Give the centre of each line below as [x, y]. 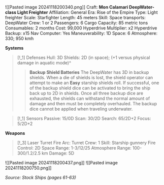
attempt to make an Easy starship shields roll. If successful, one [94, 83]
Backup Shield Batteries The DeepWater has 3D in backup [89, 72]
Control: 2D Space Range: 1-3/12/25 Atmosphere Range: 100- [79, 148]
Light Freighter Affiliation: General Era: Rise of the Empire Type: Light [87, 12]
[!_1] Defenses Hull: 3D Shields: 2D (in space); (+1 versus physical [83, 58]
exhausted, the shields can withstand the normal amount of [90, 98]
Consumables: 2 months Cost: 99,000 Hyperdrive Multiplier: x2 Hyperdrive [81, 28]
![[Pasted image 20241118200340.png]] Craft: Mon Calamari [67, 7]
